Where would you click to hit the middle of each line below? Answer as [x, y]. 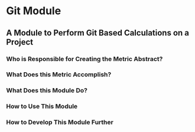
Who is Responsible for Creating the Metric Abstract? [84, 59]
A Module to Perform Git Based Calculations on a [98, 33]
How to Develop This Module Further [60, 123]
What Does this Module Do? [47, 91]
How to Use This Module [42, 107]
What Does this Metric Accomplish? [59, 75]
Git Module [34, 11]
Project [20, 42]
